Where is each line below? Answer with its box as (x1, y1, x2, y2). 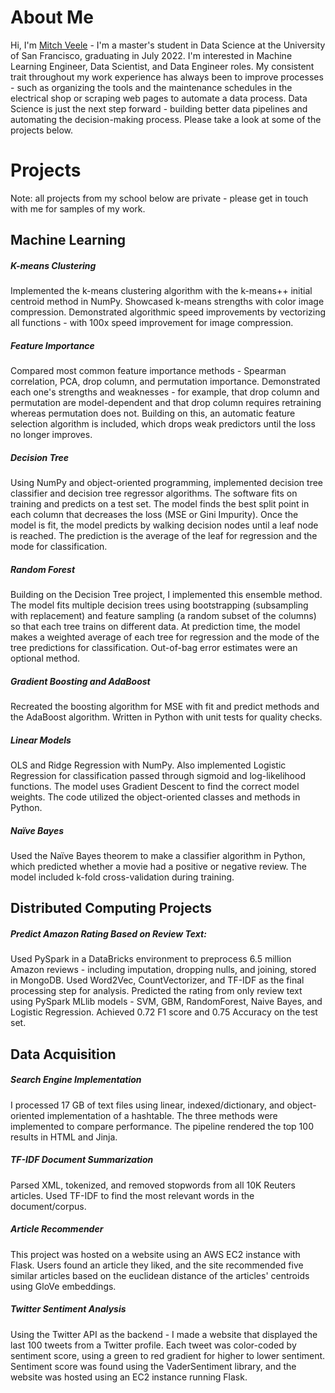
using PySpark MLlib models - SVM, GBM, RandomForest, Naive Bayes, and (10, 996, 323, 1008)
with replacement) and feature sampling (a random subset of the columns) (10, 610, 317, 622)
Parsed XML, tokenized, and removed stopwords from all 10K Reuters (10, 1179, 296, 1191)
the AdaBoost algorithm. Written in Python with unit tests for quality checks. (10, 711, 323, 723)
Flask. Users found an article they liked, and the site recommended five (10, 1259, 304, 1271)
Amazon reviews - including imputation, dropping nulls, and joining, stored (10, 964, 317, 976)
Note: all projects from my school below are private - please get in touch (10, 192, 309, 204)
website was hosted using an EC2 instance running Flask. (10, 1371, 248, 1383)
